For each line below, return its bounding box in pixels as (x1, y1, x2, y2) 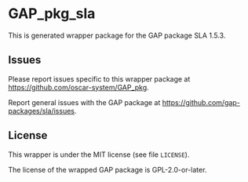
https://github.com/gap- (162, 97, 241, 107)
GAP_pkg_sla (8, 5, 96, 23)
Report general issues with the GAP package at (8, 97, 161, 107)
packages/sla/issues (8, 106, 75, 115)
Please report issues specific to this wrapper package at (8, 74, 191, 83)
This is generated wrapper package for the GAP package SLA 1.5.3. (8, 31, 226, 40)
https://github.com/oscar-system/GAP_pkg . (8, 82, 149, 92)
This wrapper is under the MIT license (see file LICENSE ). (8, 150, 190, 159)
